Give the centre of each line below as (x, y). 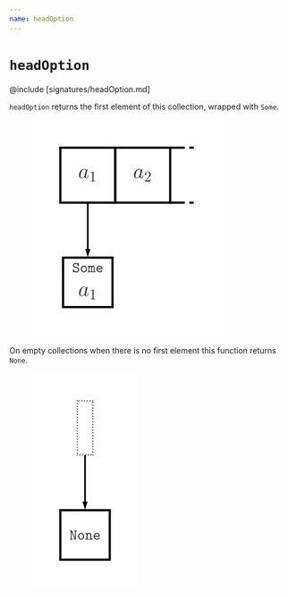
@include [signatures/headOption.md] (80, 89)
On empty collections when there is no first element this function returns (143, 350)
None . (19, 360)
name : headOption (42, 19)
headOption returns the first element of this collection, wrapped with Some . (144, 106)
